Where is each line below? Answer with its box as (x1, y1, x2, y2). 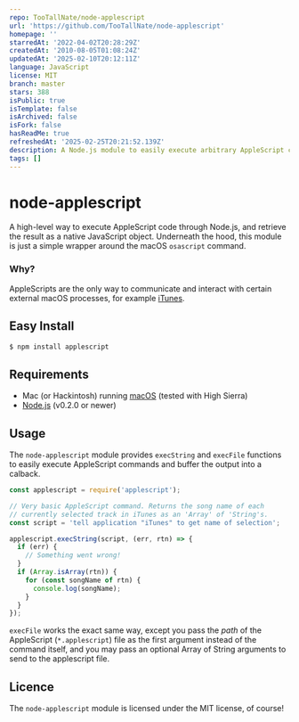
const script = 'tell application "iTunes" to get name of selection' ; (9, 518, 280, 527)
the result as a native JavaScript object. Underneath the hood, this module (9, 231, 282, 242)
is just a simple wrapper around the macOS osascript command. (9, 241, 246, 251)
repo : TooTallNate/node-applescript (9, 12, 145, 22)
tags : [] (9, 153, 42, 163)
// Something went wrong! (25, 551, 122, 560)
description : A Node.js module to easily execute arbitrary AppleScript (9, 145, 285, 154)
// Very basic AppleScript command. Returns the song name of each (9, 501, 265, 511)
